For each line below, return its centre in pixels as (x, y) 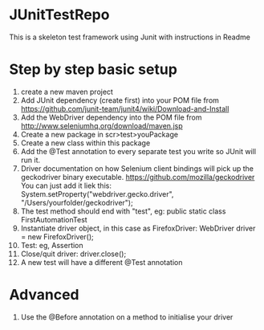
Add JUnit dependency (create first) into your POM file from (120, 100)
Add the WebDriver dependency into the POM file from (112, 117)
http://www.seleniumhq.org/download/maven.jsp (102, 125)
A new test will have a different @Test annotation (102, 262)
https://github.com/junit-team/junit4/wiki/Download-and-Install (125, 108)
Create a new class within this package (85, 143)
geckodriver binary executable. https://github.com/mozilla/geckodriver (138, 177)
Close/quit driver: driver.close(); (73, 254)
